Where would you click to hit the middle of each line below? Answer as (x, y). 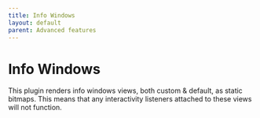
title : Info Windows (42, 15)
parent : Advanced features (52, 30)
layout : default (35, 23)
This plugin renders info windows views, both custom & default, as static (126, 90)
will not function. (35, 108)
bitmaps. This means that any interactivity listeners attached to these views (130, 99)
